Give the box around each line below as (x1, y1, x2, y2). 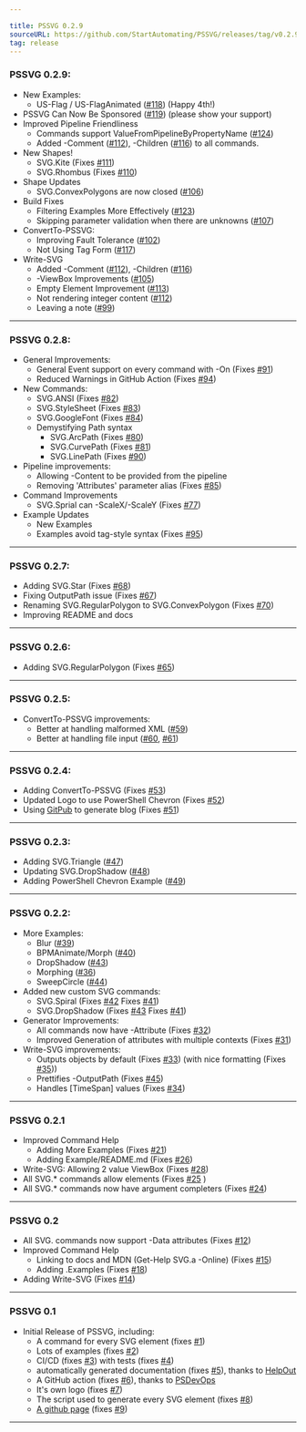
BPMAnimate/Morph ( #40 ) (36, 947, 137, 958)
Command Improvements (22, 489, 118, 500)
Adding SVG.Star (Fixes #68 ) (22, 581, 132, 592)
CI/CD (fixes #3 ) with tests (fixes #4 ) (36, 1355, 175, 1365)
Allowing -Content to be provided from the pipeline (36, 470, 228, 481)
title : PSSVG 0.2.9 (9, 21, 84, 30)
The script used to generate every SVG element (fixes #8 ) (36, 1394, 253, 1405)
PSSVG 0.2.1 (9, 1114, 66, 1127)
